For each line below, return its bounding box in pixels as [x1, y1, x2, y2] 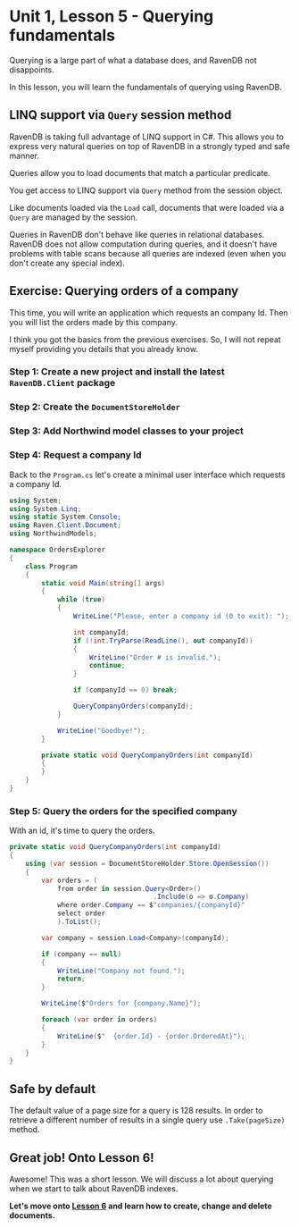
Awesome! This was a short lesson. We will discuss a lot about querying [9, 1173, 274, 1184]
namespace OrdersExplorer [9, 545, 105, 554]
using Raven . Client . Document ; [9, 521, 122, 530]
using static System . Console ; [9, 512, 122, 522]
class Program [25, 561, 78, 571]
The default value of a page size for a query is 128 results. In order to [9, 1106, 263, 1116]
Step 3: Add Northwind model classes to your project [9, 425, 244, 437]
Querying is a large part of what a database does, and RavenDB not [9, 55, 257, 65]
